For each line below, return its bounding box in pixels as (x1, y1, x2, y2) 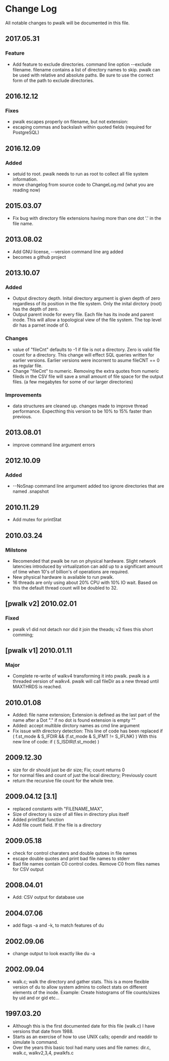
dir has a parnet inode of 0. (12, 322, 69, 328)
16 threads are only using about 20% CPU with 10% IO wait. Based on (12, 579, 158, 585)
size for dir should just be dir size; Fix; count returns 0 (12, 767, 125, 773)
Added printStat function (12, 816, 64, 822)
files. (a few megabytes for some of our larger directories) (12, 378, 134, 385)
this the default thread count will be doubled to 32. (12, 584, 118, 591)
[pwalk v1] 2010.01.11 (5, 646, 72, 655)
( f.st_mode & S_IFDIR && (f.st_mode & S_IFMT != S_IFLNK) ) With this (12, 733, 157, 739)
